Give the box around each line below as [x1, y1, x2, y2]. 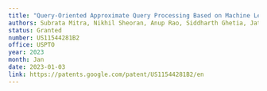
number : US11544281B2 [8, 33, 80, 42]
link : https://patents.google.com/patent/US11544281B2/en [8, 70, 204, 78]
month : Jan [8, 56, 44, 64]
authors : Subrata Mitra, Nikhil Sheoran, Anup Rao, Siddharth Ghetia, [8, 19, 247, 27]
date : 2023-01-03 [8, 63, 66, 71]
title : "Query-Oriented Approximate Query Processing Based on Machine [8, 11, 250, 20]
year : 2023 [8, 48, 44, 56]
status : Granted [8, 26, 62, 34]
